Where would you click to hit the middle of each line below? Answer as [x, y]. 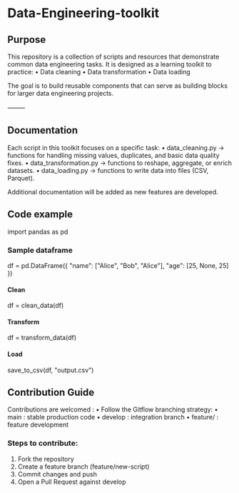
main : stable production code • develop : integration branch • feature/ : [113, 417]
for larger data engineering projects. [61, 93]
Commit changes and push [57, 474]
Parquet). [21, 178]
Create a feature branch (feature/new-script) [83, 467]
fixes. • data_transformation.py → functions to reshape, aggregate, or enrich [120, 163]
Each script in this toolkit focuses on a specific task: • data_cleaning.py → [116, 147]
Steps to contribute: [43, 443]
